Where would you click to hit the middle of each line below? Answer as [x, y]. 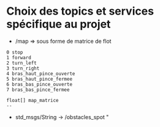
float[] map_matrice [33, 100]
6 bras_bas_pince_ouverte [39, 84]
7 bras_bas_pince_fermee [38, 90]
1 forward [19, 57]
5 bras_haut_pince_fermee [39, 79]
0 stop [15, 52]
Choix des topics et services [80, 11]
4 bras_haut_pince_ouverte [41, 74]
